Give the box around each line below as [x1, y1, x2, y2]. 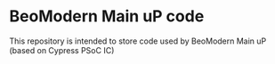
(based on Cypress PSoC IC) [9, 44, 115, 55]
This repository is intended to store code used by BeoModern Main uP [9, 36, 267, 46]
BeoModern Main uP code [9, 6, 205, 27]
